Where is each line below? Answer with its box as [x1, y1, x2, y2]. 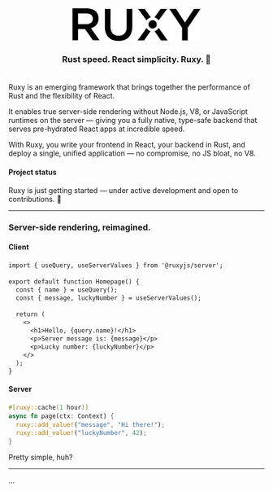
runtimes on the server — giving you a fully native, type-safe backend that [8, 116, 258, 125]
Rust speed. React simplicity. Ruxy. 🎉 [62, 53, 211, 64]
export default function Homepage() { [8, 277, 140, 286]
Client [8, 242, 30, 252]
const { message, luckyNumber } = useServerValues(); [15, 293, 201, 302]
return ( [15, 310, 45, 318]
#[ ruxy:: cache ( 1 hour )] [8, 403, 89, 411]
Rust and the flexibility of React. [8, 91, 115, 101]
